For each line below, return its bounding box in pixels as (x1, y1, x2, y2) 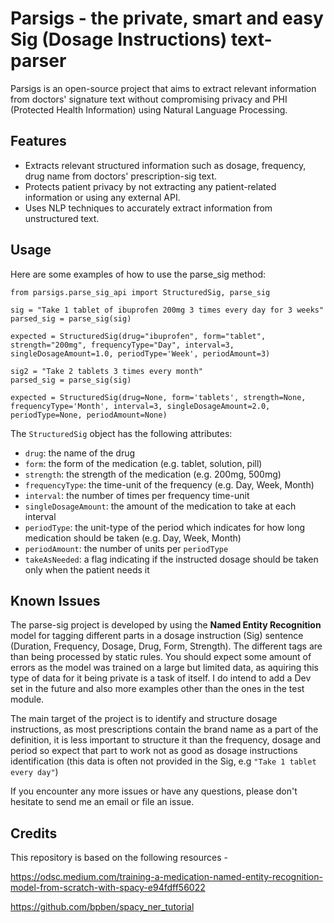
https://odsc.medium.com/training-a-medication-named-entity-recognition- (10, 871, 323, 883)
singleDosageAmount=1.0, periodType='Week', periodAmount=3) (10, 348, 271, 359)
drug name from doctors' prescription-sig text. (24, 170, 218, 182)
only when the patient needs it (24, 563, 150, 576)
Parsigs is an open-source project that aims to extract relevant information (10, 82, 317, 94)
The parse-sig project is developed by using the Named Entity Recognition (10, 619, 322, 631)
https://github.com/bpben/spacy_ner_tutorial (10, 901, 195, 913)
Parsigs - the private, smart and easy (10, 7, 324, 30)
